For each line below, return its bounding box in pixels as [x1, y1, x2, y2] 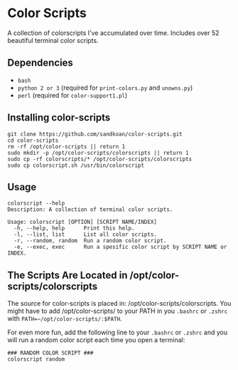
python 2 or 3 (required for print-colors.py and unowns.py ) [17, 83, 193, 92]
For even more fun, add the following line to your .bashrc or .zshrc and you [7, 328, 228, 336]
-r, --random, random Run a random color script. [13, 237, 167, 245]
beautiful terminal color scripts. [7, 36, 99, 44]
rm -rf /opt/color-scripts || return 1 [7, 143, 126, 150]
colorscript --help [7, 200, 65, 207]
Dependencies [7, 57, 73, 69]
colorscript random [7, 356, 65, 363]
